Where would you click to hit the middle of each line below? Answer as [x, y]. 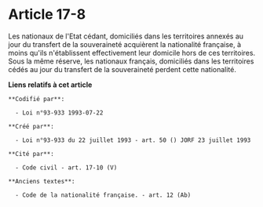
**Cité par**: [31, 154]
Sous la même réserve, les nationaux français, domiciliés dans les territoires [131, 61]
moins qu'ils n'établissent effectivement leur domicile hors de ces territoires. [132, 53]
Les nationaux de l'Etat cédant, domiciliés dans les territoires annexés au [126, 36]
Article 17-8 [47, 15]
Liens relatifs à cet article [50, 85]
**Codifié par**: [37, 99]
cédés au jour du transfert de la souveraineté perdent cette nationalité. [122, 69]
